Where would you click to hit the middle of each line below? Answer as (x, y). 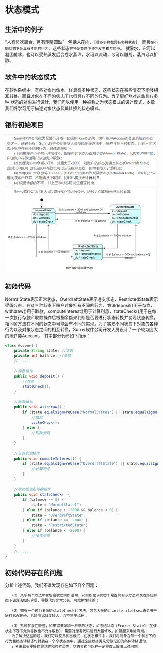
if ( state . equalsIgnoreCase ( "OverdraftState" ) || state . (81, 463)
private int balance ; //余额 (42, 356)
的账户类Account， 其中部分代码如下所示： (48, 336)
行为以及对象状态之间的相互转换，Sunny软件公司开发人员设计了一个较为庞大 (81, 329)
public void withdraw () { (40, 407)
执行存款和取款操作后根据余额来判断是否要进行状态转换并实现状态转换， (86, 317)
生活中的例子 (24, 29)
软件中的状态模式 (31, 77)
